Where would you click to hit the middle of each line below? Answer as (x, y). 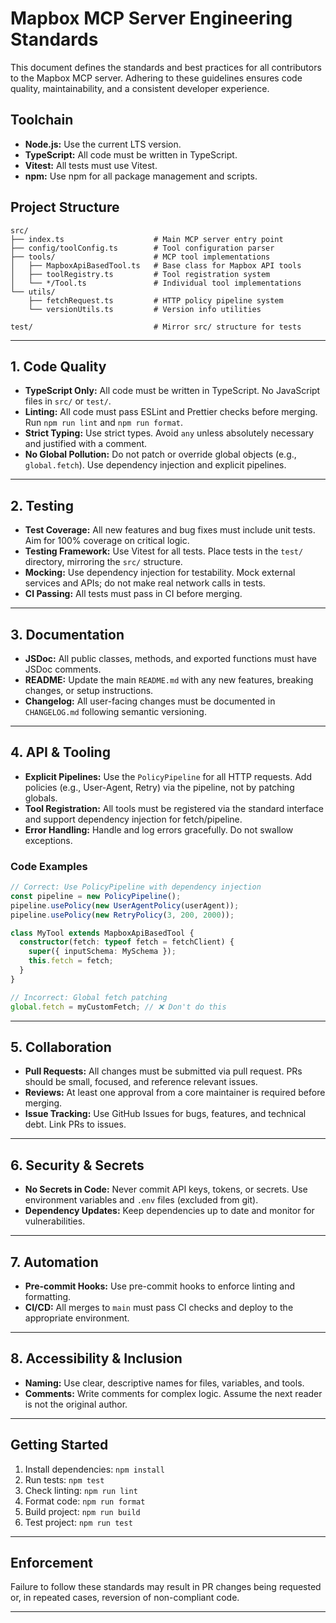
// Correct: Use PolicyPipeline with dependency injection (136, 887)
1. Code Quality (58, 366)
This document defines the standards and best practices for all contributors (166, 67)
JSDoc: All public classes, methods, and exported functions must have (170, 658)
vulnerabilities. (55, 1221)
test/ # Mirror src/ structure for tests (156, 327)
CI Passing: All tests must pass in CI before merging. (133, 594)
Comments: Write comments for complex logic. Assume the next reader (173, 1393)
